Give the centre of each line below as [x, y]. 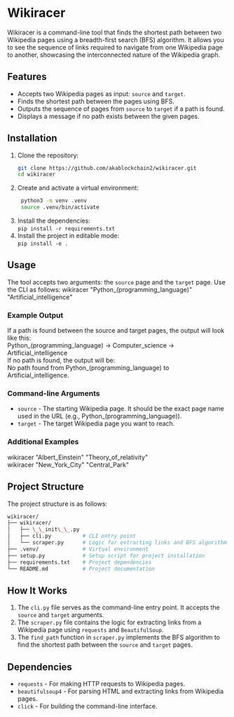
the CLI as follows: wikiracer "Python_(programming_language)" [100, 289]
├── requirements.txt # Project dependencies [80, 562]
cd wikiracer [36, 175]
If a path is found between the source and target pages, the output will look [116, 331]
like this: [19, 338]
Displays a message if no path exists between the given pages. [108, 116]
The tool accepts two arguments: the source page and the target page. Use [116, 282]
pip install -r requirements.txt [66, 229]
